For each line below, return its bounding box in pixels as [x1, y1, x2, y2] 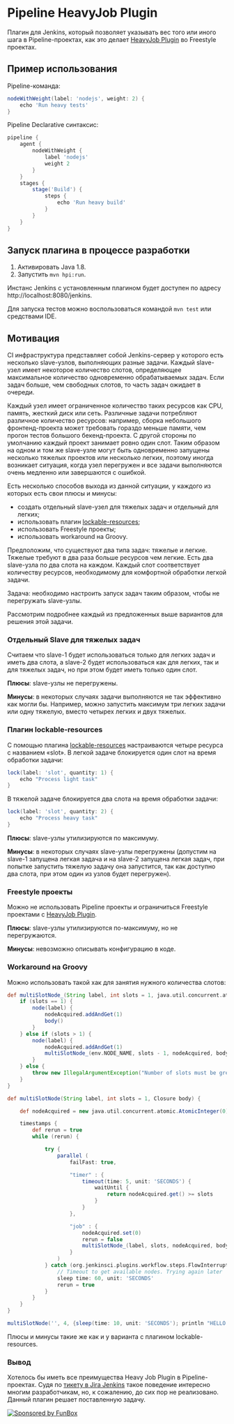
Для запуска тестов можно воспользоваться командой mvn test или [7, 305, 212, 313]
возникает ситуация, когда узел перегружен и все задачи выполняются [7, 461, 222, 469]
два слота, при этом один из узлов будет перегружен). [7, 869, 171, 877]
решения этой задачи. [7, 618, 74, 626]
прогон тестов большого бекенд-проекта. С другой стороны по [7, 431, 196, 440]
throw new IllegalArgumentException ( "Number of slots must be [32, 1069, 217, 1076]
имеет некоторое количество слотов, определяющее [22, 366, 182, 374]
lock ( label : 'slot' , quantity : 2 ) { [7, 808, 114, 815]
